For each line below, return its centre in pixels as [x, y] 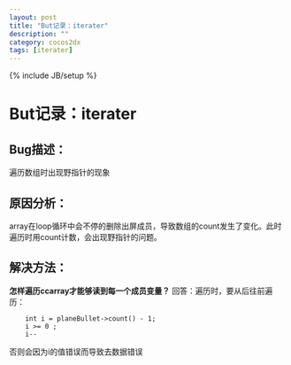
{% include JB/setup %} [53, 75]
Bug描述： [38, 149]
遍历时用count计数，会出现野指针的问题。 [85, 237]
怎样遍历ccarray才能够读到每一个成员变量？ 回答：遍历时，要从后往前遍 [141, 291]
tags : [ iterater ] [41, 50]
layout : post [33, 17]
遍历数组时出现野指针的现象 [60, 173]
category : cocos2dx [45, 42]
